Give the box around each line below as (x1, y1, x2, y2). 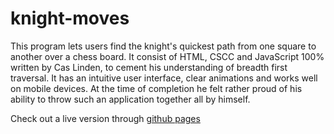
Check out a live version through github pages (10, 112, 201, 124)
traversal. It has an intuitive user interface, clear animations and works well (10, 72, 318, 84)
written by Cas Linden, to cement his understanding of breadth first (10, 61, 288, 73)
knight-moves (10, 7, 130, 30)
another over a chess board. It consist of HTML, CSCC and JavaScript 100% (10, 50, 325, 62)
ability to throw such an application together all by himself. (10, 93, 251, 105)
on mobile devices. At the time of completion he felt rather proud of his (10, 82, 303, 94)
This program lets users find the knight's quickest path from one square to (10, 40, 317, 52)
